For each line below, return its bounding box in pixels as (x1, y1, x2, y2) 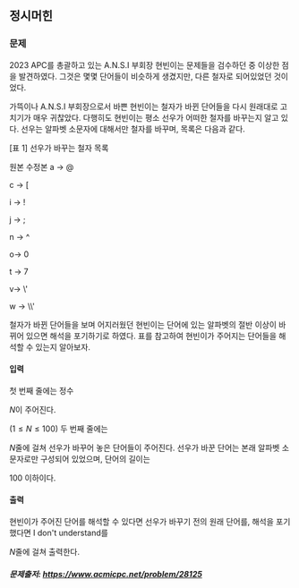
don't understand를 (37, 527, 109, 539)
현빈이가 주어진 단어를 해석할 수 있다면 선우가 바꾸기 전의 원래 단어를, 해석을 (9, 516, 275, 527)
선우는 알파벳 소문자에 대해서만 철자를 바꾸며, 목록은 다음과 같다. (21, 124, 246, 134)
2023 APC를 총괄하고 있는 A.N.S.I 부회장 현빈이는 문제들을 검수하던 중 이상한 (9, 59, 280, 70)
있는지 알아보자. (35, 341, 91, 352)
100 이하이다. (9, 473, 56, 483)
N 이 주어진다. (9, 404, 56, 414)
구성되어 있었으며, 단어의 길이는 (39, 453, 150, 464)
